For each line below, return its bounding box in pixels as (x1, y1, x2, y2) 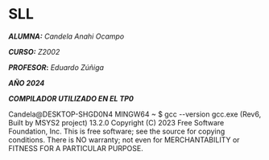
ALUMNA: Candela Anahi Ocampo (8, 31, 125, 41)
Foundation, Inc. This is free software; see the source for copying (8, 126, 226, 136)
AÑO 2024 (8, 78, 45, 88)
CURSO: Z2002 (8, 47, 60, 56)
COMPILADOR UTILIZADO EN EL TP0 (8, 93, 134, 103)
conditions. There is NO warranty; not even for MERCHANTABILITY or (8, 134, 240, 145)
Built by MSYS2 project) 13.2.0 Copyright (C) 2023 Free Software (8, 117, 225, 127)
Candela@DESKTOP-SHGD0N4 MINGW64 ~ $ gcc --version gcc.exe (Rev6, (8, 109, 262, 119)
